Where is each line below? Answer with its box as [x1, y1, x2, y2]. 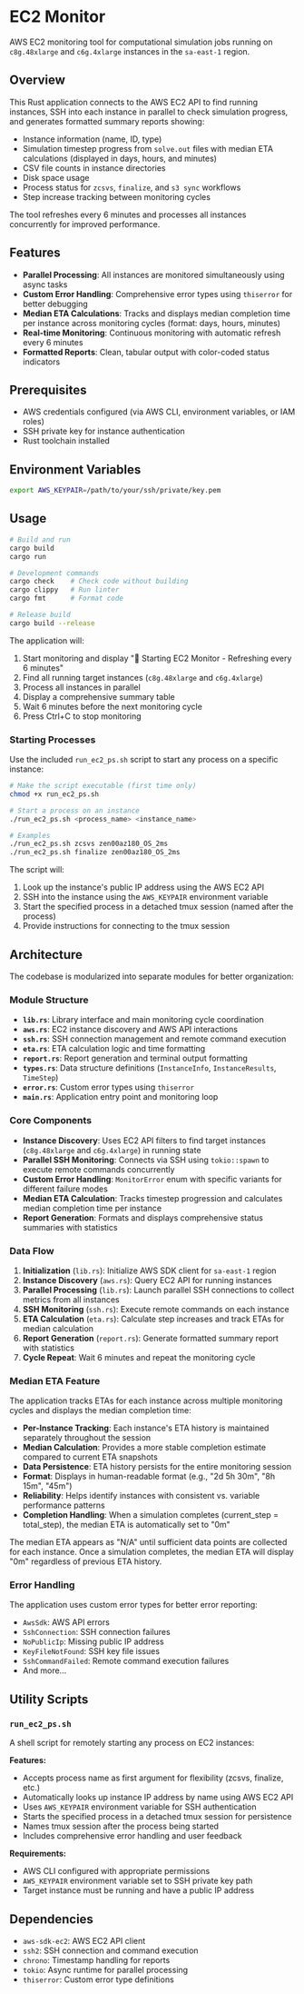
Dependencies [9, 1911, 93, 1927]
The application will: [9, 634, 84, 646]
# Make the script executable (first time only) [9, 782, 197, 791]
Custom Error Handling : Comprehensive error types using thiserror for [22, 288, 293, 299]
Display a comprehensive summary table [22, 691, 175, 702]
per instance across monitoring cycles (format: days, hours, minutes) [22, 317, 281, 328]
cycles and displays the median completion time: [9, 1405, 192, 1416]
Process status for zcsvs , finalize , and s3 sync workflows [22, 182, 241, 193]
